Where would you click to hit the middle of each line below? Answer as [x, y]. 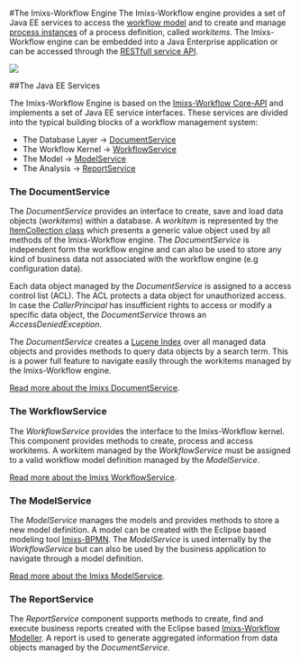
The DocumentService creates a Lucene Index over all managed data [138, 342]
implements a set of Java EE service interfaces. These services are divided [149, 113]
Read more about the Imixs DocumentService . [95, 388]
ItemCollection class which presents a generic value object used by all [140, 231]
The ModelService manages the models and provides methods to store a [144, 520]
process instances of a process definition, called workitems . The [129, 32]
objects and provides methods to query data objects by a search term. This [149, 351]
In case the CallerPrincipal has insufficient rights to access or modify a [141, 305]
